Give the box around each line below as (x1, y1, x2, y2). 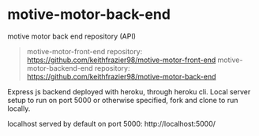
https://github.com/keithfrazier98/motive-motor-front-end (26, 55, 216, 64)
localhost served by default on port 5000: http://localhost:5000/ (7, 119, 216, 128)
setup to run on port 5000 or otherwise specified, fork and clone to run (7, 95, 238, 105)
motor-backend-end (26, 63, 93, 72)
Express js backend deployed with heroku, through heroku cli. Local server (7, 86, 251, 96)
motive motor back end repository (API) (7, 31, 136, 41)
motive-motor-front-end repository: (26, 46, 143, 56)
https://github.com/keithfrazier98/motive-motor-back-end (26, 72, 216, 81)
